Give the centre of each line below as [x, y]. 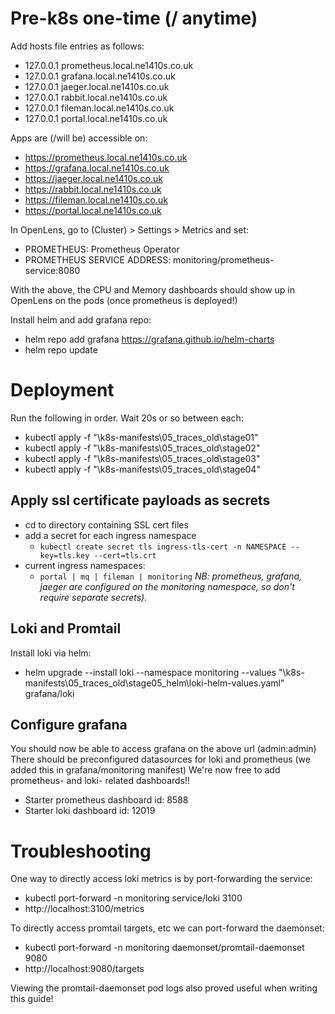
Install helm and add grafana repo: [81, 319]
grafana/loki [49, 693]
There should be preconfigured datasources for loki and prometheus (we [160, 759]
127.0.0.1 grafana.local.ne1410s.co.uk [100, 76]
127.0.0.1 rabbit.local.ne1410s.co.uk [96, 97]
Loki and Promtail [66, 628]
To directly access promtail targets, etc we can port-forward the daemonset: [167, 928]
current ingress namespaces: [85, 565]
